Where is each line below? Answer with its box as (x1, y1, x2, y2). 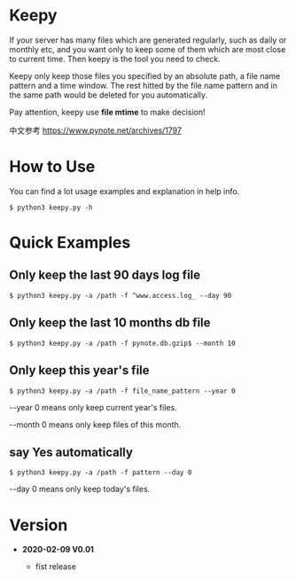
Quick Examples (9, 232, 131, 253)
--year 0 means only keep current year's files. (9, 402, 177, 412)
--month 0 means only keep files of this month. (9, 419, 182, 430)
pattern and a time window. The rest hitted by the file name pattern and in (9, 80, 277, 90)
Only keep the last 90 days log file (9, 268, 201, 283)
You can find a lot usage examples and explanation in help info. (9, 185, 240, 196)
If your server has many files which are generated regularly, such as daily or (9, 35, 287, 45)
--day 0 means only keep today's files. (9, 484, 151, 495)
